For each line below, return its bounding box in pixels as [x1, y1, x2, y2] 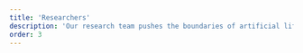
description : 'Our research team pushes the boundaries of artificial [9, 22, 280, 31]
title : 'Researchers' [9, 13, 91, 22]
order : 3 [9, 30, 42, 39]
